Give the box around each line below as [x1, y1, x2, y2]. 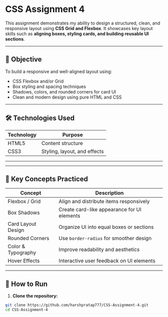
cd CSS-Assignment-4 [5, 307, 48, 312]
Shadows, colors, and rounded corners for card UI [12, 88, 116, 94]
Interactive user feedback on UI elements [58, 257, 156, 264]
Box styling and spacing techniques [12, 83, 86, 89]
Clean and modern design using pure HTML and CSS [12, 94, 122, 100]
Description [95, 189, 124, 196]
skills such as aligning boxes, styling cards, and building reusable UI [5, 30, 149, 36]
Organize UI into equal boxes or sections [58, 223, 154, 230]
